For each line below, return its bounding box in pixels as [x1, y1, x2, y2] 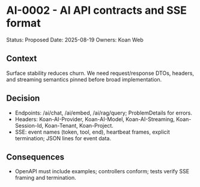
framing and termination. [14, 174, 76, 182]
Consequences [6, 152, 65, 162]
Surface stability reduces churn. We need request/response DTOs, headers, [6, 70, 194, 77]
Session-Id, [14, 122, 44, 129]
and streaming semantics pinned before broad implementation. [6, 76, 162, 83]
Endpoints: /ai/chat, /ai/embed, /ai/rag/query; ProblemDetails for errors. [14, 109, 192, 116]
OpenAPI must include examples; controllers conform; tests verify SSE [14, 168, 190, 175]
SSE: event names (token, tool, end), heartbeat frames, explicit [14, 128, 170, 135]
